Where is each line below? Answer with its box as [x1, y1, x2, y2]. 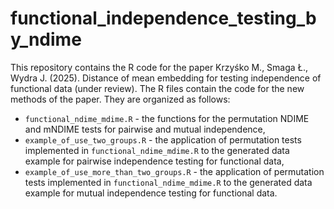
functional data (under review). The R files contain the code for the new [10, 82, 305, 94]
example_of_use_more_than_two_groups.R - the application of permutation [24, 165, 325, 177]
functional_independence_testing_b [10, 7, 317, 30]
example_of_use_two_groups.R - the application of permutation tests [24, 133, 302, 146]
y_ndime [10, 28, 82, 51]
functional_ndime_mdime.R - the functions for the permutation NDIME [24, 112, 310, 124]
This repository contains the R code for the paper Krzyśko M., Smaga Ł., [10, 61, 308, 73]
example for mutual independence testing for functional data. [24, 187, 278, 199]
